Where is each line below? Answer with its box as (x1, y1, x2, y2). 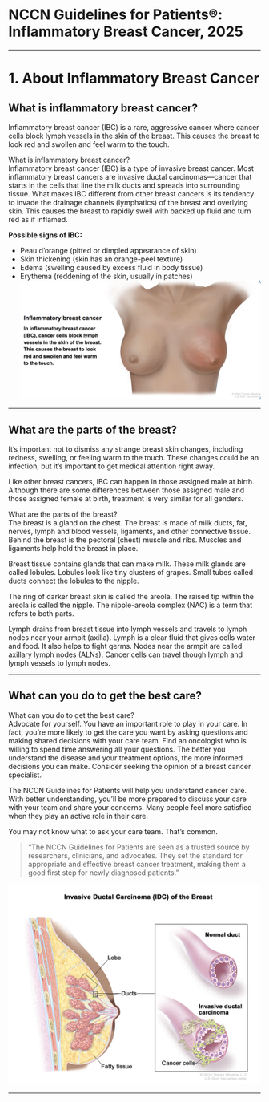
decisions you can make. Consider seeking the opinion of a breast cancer (8, 761, 251, 771)
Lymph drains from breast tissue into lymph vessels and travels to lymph (8, 624, 247, 634)
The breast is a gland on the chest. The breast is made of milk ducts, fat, (8, 517, 248, 527)
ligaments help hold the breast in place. (8, 543, 139, 553)
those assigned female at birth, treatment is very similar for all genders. (8, 493, 244, 503)
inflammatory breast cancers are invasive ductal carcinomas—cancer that (8, 172, 252, 181)
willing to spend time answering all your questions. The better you (8, 744, 226, 754)
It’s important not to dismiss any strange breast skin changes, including (8, 444, 243, 454)
